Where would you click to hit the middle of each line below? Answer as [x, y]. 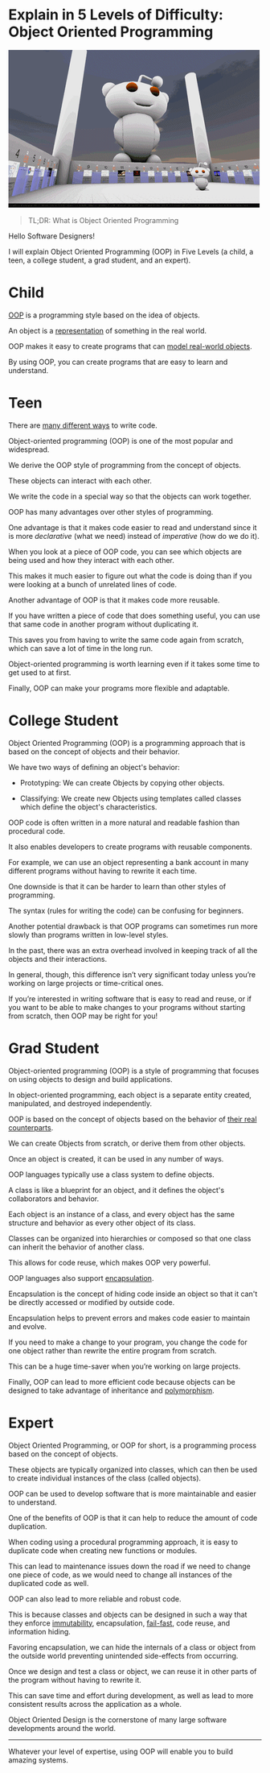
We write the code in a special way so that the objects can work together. [130, 496]
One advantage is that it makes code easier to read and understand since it [133, 527]
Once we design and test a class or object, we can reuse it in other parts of [133, 1671]
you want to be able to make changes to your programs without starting [127, 1007]
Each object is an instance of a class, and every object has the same [122, 1214]
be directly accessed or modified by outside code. [92, 1302]
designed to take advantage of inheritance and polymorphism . [111, 1390]
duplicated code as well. [49, 1583]
